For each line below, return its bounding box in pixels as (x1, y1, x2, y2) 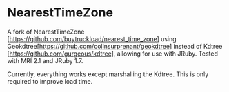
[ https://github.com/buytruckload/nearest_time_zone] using (7, 34, 177, 43)
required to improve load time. (7, 77, 93, 85)
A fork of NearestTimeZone (7, 27, 85, 36)
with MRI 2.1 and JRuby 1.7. (7, 56, 83, 65)
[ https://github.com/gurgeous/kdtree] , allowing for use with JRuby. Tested (7, 49, 219, 58)
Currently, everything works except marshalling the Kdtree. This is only (7, 70, 209, 78)
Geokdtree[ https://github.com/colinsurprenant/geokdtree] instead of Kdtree (7, 42, 223, 50)
